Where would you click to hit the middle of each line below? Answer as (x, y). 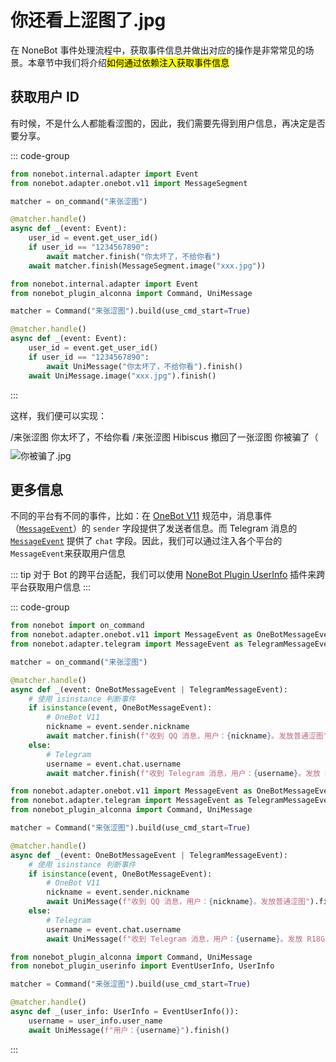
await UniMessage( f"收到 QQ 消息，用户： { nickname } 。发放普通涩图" (178, 902)
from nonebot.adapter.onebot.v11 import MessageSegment (129, 183)
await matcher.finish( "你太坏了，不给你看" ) (134, 256)
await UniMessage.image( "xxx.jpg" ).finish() (122, 376)
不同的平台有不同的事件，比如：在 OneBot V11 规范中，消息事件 (141, 516)
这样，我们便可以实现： (58, 415)
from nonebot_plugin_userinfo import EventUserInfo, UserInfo (142, 966)
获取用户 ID (45, 97)
